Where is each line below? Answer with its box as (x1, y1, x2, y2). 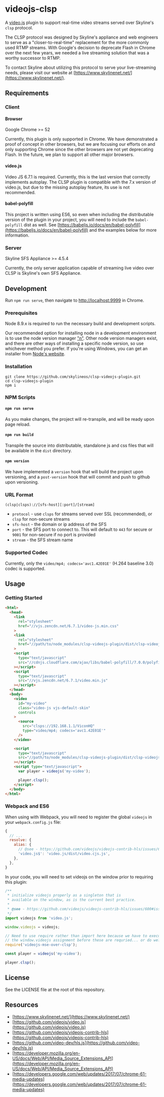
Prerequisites (5, 309, 38, 316)
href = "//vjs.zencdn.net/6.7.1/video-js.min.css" (18, 623, 119, 629)
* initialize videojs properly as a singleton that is (7, 893, 121, 898)
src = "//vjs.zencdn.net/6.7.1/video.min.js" (18, 678, 108, 683)
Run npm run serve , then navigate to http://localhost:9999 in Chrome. (5, 297, 144, 303)
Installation (5, 363, 33, 370)
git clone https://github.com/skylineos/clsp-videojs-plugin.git (5, 374, 141, 379)
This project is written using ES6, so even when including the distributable (5, 211, 154, 217)
